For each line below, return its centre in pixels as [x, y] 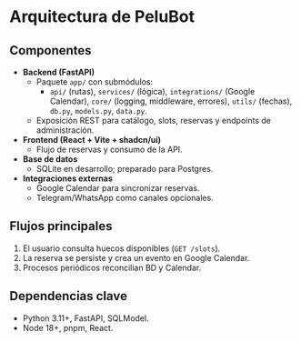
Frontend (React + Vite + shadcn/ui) [92, 140]
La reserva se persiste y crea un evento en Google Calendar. [136, 257]
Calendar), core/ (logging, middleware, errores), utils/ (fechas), [171, 101]
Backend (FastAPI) [59, 72]
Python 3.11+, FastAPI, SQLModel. [85, 318]
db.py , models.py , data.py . [98, 111]
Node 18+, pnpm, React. [68, 327]
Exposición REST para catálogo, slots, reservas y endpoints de [153, 121]
